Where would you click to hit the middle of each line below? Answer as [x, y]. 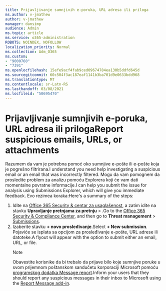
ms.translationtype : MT [30, 79]
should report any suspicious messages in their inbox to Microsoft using [86, 278]
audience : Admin [22, 28]
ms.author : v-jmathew [28, 14]
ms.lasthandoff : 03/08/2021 [34, 89]
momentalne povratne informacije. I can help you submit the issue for [76, 185]
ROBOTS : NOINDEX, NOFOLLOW [33, 42]
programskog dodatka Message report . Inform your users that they [80, 272]
